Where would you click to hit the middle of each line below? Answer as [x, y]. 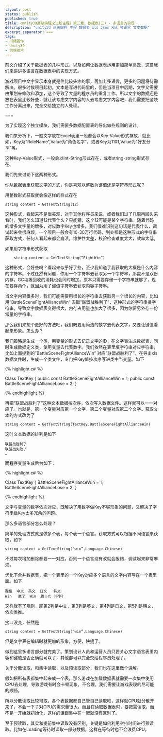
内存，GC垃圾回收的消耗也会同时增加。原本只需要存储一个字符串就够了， [78, 280]
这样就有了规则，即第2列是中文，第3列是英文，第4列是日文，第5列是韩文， [81, 606]
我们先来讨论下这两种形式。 [33, 174]
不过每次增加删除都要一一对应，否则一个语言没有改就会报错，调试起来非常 [79, 558]
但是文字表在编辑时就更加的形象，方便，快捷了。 [54, 641]
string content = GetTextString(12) [42, 204]
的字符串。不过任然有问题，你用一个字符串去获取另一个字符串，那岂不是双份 [81, 273]
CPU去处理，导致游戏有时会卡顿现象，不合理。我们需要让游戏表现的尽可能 [80, 684]
